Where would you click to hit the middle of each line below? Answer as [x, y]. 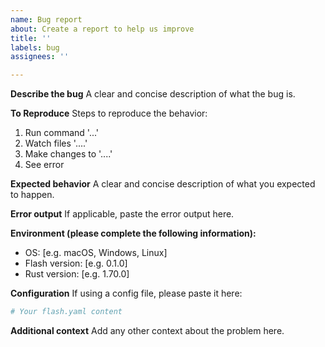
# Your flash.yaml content [66, 312]
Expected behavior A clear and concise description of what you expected [163, 184]
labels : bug [35, 47]
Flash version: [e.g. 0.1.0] [76, 263]
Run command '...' [62, 133]
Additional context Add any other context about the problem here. [147, 330]
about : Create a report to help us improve [102, 29]
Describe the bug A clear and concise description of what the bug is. [153, 94]
